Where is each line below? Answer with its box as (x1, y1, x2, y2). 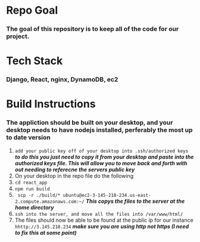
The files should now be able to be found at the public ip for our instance (14, 216, 193, 224)
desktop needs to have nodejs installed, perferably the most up (6, 126, 193, 134)
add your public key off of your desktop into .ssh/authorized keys (14, 148, 189, 154)
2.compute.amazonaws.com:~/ (14, 199, 85, 205)
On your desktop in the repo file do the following (14, 172, 134, 179)
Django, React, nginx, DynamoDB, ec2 (6, 76, 118, 84)
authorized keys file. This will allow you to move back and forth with (14, 159, 187, 166)
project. (6, 32, 30, 40)
